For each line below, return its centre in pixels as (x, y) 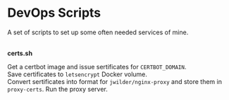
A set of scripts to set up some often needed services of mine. (98, 32)
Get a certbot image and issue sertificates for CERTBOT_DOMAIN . (97, 66)
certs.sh (20, 53)
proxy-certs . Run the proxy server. (57, 89)
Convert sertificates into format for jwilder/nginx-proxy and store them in (114, 81)
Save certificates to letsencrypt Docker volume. (78, 74)
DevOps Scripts (54, 13)
